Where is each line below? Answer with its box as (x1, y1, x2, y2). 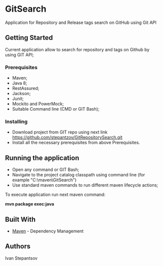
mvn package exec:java (5, 201, 55, 207)
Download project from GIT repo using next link (12, 129, 108, 135)
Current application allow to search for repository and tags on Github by (5, 46, 150, 52)
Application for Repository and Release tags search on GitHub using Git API (5, 19, 157, 25)
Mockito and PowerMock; (12, 101, 64, 107)
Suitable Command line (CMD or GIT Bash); (12, 106, 100, 112)
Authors (5, 242, 31, 250)
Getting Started (5, 34, 53, 42)
